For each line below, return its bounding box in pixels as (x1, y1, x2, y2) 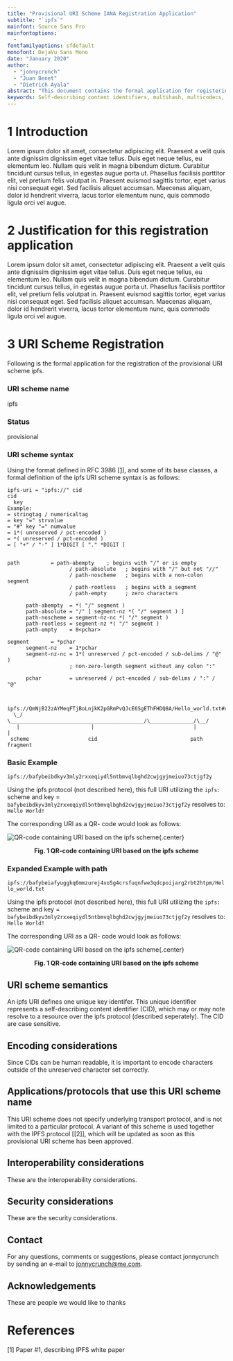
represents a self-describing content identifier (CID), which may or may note (7, 1005, 225, 1013)
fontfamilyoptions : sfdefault (7, 42, 95, 49)
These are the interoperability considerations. (7, 1175, 137, 1183)
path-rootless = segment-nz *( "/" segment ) (25, 620, 159, 627)
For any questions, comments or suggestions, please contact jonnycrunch (7, 1253, 219, 1261)
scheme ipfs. (7, 366, 44, 375)
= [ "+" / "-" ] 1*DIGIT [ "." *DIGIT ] (7, 541, 126, 548)
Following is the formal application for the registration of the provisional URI (7, 359, 223, 368)
